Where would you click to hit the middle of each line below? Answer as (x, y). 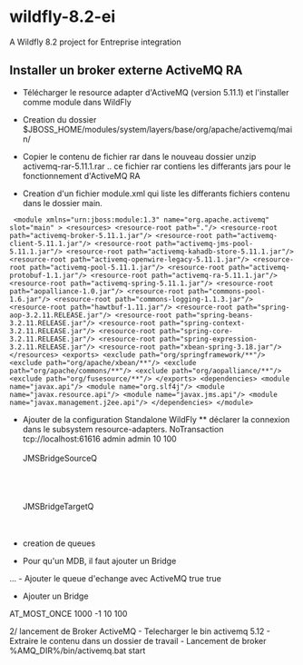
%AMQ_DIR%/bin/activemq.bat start (78, 650)
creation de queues (59, 543)
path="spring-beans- (215, 315)
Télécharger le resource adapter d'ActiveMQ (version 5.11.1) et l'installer (156, 92)
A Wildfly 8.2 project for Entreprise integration (95, 42)
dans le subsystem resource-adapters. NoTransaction (123, 429)
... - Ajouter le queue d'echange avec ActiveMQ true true (116, 578)
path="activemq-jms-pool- (205, 243)
